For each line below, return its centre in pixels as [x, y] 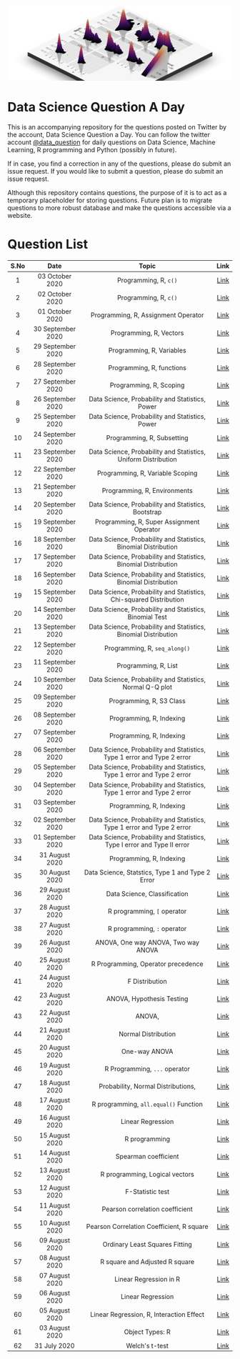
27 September [55, 382]
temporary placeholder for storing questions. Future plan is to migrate [110, 200]
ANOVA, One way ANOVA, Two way [147, 942]
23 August [54, 995]
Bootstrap [147, 512]
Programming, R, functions [147, 368]
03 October [55, 277]
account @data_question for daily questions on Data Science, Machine [111, 142]
